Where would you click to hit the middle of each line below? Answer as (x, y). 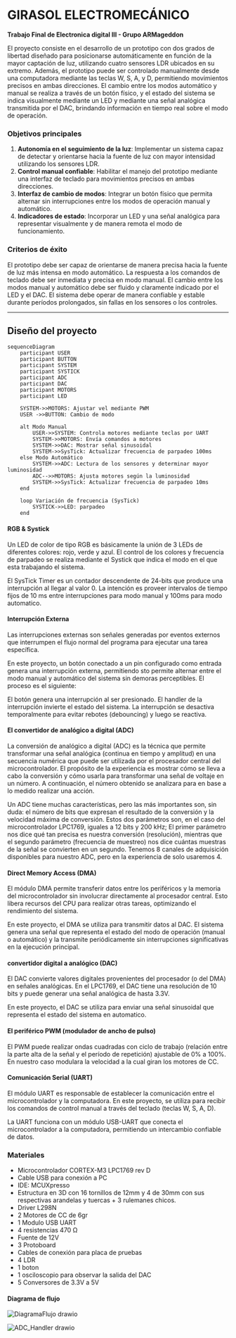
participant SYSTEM (48, 366)
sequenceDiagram (31, 347)
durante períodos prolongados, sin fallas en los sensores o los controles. (112, 302)
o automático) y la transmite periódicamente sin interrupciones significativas (118, 940)
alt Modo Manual (44, 427)
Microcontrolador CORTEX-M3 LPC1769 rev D (84, 1171)
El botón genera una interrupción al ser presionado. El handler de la (105, 699)
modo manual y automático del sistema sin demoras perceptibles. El (106, 678)
